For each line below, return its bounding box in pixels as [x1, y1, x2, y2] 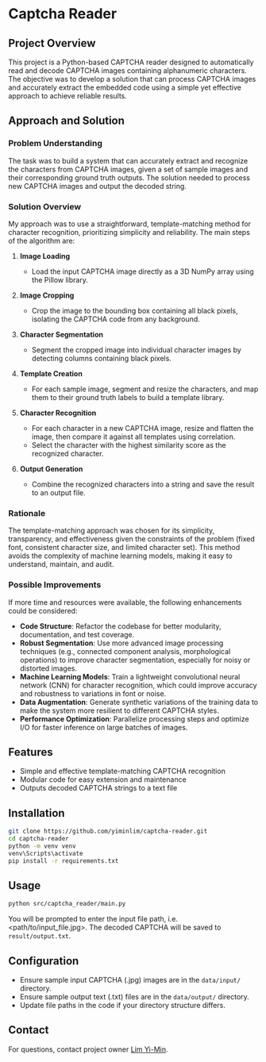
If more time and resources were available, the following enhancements [8, 597, 242, 607]
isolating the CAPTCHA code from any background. [31, 314, 200, 324]
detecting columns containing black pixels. [31, 353, 172, 363]
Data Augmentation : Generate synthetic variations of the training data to [19, 697, 259, 706]
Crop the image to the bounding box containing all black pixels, [31, 306, 238, 315]
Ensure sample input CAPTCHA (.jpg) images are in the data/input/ [19, 975, 241, 985]
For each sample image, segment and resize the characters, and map [31, 384, 259, 394]
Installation [8, 806, 65, 820]
